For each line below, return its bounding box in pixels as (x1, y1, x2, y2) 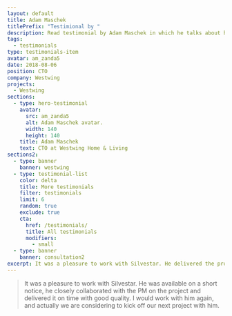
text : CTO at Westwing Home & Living (19, 145, 128, 152)
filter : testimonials (19, 190, 81, 197)
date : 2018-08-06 (7, 61, 57, 68)
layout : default (7, 10, 54, 17)
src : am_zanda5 (25, 112, 70, 119)
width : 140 (25, 126, 57, 132)
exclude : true (19, 209, 60, 216)
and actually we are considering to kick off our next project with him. (23, 301, 220, 309)
